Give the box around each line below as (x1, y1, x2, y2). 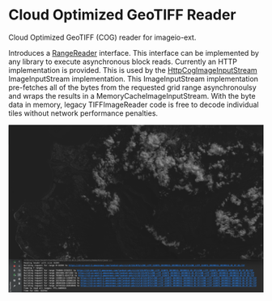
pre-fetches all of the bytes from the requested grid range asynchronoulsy (8, 83, 257, 92)
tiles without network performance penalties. (8, 108, 159, 118)
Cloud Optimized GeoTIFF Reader (8, 6, 236, 24)
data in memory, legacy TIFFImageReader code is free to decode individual (8, 100, 259, 109)
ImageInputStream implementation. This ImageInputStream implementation (8, 74, 259, 83)
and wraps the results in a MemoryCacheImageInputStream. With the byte (8, 91, 257, 100)
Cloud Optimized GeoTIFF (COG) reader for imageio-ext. (8, 32, 197, 42)
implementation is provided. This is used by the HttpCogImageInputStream (8, 65, 257, 74)
